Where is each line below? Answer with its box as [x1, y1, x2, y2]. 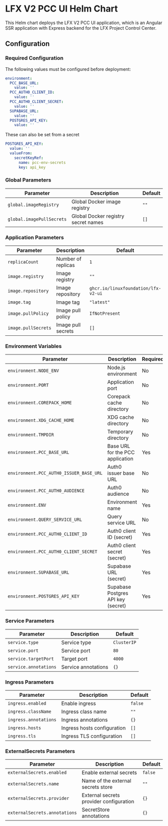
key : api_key [18, 164, 46, 170]
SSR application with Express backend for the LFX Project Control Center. [5, 25, 156, 31]
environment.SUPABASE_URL [7, 570, 69, 576]
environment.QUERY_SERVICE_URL [7, 517, 82, 523]
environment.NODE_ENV [7, 368, 59, 374]
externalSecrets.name [7, 781, 59, 787]
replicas [56, 262, 75, 269]
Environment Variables [5, 343, 62, 350]
